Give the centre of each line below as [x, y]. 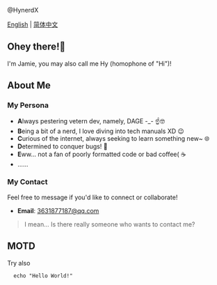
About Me [29, 85]
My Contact [27, 182]
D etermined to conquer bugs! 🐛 [62, 146]
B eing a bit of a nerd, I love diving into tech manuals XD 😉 [101, 131]
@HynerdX [23, 10]
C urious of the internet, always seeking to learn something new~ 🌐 [113, 138]
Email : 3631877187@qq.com [58, 210]
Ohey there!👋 [37, 47]
